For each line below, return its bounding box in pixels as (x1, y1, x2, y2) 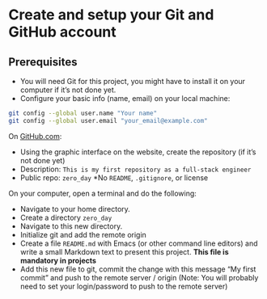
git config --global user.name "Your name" (8, 109, 158, 117)
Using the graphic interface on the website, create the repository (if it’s (19, 147, 256, 157)
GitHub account (8, 23, 117, 41)
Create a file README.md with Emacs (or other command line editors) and (19, 238, 258, 248)
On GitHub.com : (8, 131, 62, 141)
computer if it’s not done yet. (19, 85, 117, 95)
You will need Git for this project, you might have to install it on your (19, 77, 245, 86)
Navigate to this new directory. (19, 221, 123, 231)
